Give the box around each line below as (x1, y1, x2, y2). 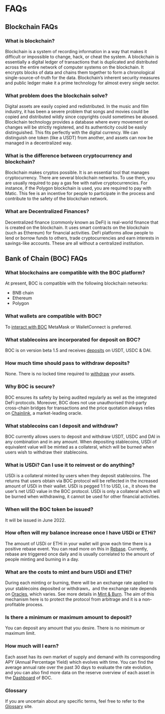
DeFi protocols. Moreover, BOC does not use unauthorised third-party (5, 399, 147, 405)
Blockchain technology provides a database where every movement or (5, 119, 149, 125)
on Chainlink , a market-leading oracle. (5, 410, 83, 416)
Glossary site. (5, 704, 33, 710)
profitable (5, 602, 25, 608)
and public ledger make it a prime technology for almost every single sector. (5, 80, 160, 86)
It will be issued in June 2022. (5, 517, 66, 523)
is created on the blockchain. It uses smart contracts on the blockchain (5, 225, 149, 230)
